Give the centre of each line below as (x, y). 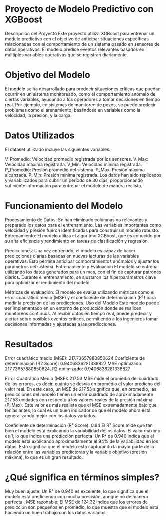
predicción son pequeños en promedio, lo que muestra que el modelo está (82, 507)
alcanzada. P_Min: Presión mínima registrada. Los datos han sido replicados (83, 175)
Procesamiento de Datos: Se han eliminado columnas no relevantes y (76, 220)
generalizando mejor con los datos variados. (51, 415)
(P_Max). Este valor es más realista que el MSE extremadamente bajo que (81, 405)
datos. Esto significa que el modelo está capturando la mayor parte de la (80, 446)
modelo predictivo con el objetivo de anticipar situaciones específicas (77, 39)
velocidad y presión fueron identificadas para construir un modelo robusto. (82, 230)
